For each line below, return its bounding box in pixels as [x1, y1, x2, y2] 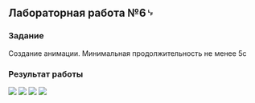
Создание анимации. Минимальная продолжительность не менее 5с [8, 48, 247, 58]
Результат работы [8, 68, 84, 79]
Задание [8, 30, 44, 42]
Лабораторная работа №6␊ [8, 6, 155, 20]
